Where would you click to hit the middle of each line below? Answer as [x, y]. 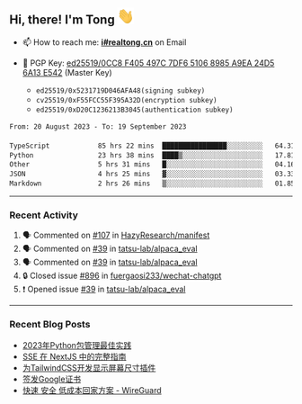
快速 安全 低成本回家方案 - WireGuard [92, 390]
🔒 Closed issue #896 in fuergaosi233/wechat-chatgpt [122, 276]
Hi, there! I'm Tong [62, 20]
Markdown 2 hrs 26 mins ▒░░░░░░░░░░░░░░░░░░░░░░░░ [136, 184]
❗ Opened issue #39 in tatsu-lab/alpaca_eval [104, 289]
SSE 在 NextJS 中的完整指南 [74, 356]
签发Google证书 [52, 379]
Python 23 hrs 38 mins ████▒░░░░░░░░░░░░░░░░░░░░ [136, 155]
